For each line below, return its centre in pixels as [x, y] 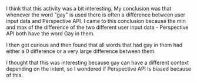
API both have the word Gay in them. [51, 34]
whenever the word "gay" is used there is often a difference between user [96, 15]
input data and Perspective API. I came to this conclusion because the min [96, 21]
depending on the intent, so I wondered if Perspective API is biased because [98, 69]
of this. [15, 75]
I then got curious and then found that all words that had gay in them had [94, 45]
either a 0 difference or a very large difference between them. [81, 51]
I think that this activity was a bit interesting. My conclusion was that [89, 9]
